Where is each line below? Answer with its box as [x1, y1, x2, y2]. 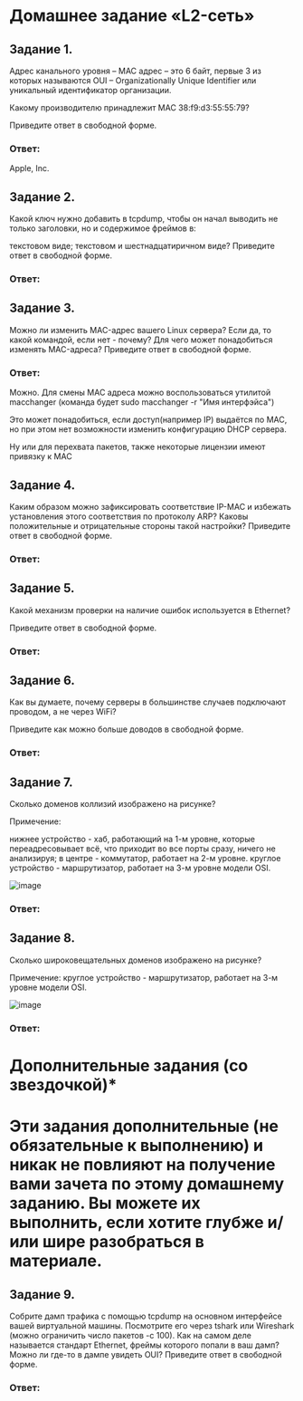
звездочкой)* [9, 1075, 118, 1095]
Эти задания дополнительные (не [9, 1116, 279, 1137]
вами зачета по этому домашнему [9, 1174, 285, 1195]
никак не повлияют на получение [9, 1155, 276, 1175]
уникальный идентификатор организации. [9, 85, 172, 95]
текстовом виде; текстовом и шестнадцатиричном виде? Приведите [9, 241, 276, 252]
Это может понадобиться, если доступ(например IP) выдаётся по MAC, [9, 414, 288, 426]
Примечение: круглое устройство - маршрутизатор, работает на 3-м [9, 972, 279, 983]
